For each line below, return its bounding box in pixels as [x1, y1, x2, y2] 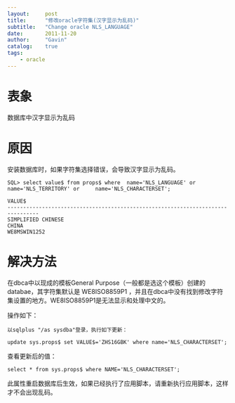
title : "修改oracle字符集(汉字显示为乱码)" [7, 17, 140, 24]
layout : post [7, 10, 58, 18]
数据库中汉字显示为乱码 [7, 113, 75, 122]
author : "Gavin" [7, 37, 68, 44]
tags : [7, 50, 23, 57]
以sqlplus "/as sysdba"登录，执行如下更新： [7, 326, 128, 333]
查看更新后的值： [7, 352, 57, 360]
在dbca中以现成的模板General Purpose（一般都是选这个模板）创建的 [7, 279, 206, 287]
